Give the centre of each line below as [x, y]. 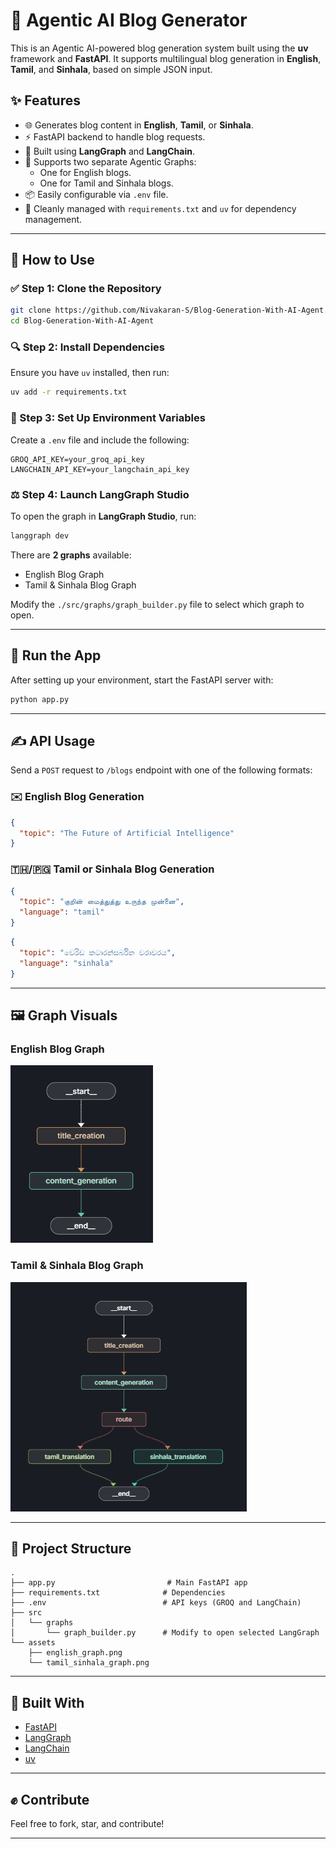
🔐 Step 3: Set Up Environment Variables [108, 418]
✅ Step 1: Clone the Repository [86, 289]
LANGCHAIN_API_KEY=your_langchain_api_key [100, 469]
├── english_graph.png [75, 1653]
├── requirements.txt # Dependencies [118, 1593]
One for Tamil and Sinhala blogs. [106, 183]
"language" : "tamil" [62, 912]
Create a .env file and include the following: [100, 440]
